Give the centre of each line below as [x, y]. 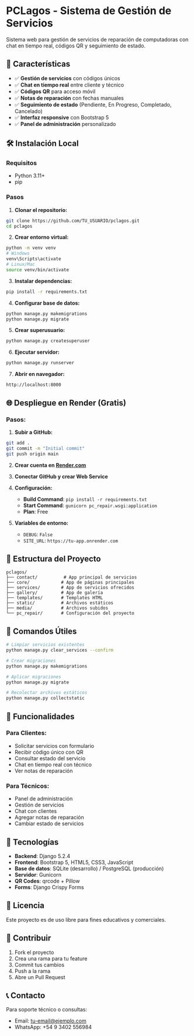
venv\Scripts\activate [34, 259]
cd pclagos [19, 226]
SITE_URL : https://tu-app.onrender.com [71, 541]
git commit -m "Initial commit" [45, 448]
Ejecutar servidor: [37, 352]
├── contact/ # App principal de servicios [72, 577]
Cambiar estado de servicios [49, 823]
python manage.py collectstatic [45, 698]
